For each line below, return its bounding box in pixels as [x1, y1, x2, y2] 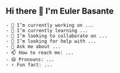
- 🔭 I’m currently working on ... [6, 22, 94, 28]
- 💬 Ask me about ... [6, 43, 61, 49]
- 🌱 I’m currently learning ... [6, 27, 88, 33]
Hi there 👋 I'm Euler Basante [6, 6, 114, 16]
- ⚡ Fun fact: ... [6, 61, 53, 68]
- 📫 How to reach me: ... [6, 49, 74, 55]
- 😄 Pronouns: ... [6, 56, 54, 63]
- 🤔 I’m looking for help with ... [6, 38, 97, 44]
